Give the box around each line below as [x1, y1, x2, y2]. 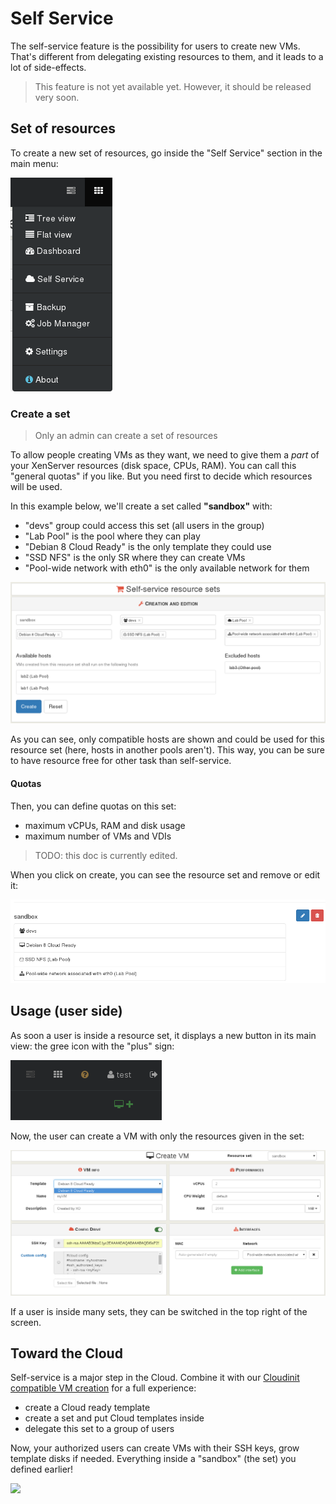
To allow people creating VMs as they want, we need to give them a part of [10, 449, 320, 461]
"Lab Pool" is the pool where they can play [24, 530, 201, 542]
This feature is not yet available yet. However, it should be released [34, 80, 312, 92]
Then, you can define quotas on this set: [10, 800, 177, 812]
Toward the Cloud [10, 1345, 123, 1362]
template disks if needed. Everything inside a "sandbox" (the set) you [10, 1453, 297, 1465]
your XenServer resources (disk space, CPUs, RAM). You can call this [10, 460, 297, 472]
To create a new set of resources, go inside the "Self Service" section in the [10, 147, 323, 159]
